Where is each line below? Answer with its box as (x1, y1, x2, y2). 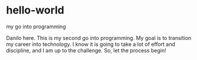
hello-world (6, 4, 65, 17)
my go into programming (6, 23, 66, 30)
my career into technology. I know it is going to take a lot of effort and (6, 41, 176, 48)
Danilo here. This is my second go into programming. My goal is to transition (6, 34, 192, 41)
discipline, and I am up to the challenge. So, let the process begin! (6, 46, 166, 54)
